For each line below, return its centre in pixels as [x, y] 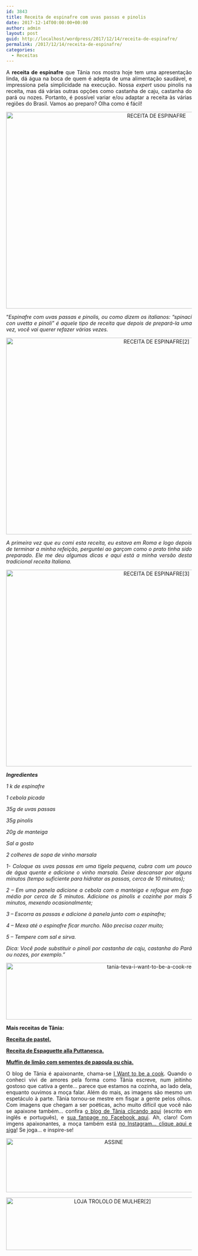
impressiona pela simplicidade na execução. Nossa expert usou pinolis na [99, 85]
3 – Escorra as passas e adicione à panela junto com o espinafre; [86, 914]
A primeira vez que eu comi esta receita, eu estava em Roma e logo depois [99, 542]
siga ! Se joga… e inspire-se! [40, 1130]
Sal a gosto [20, 843]
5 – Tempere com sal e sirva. [41, 937]
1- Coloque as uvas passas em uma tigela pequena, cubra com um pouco [99, 866]
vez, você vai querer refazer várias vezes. [57, 329]
